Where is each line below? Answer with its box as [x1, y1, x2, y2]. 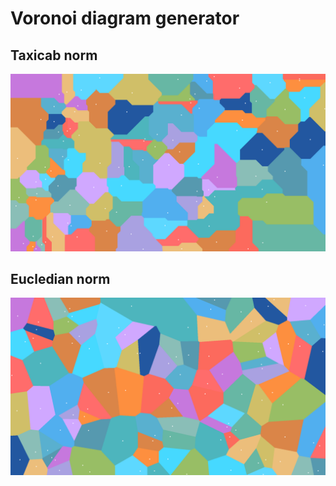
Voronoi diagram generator [10, 7, 240, 30]
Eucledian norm [10, 270, 111, 287]
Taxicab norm [10, 47, 98, 64]
